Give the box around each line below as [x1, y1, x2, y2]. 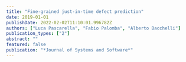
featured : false [6, 42, 46, 48]
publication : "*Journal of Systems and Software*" [6, 47, 133, 53]
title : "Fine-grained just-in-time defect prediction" [6, 8, 144, 15]
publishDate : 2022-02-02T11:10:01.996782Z [6, 19, 112, 25]
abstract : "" [6, 36, 38, 42]
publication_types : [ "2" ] [6, 31, 70, 37]
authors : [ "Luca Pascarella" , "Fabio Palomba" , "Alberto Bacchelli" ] [6, 25, 181, 31]
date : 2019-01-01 [6, 14, 49, 20]
